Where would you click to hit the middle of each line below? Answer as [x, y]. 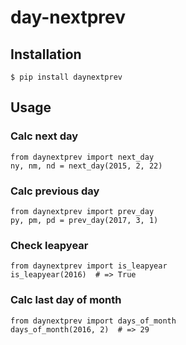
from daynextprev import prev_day [82, 211]
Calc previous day [55, 191]
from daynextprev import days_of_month [93, 321]
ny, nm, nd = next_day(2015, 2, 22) [86, 166]
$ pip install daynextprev [66, 77]
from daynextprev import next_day [82, 157]
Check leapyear [49, 245]
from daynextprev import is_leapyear [89, 266]
